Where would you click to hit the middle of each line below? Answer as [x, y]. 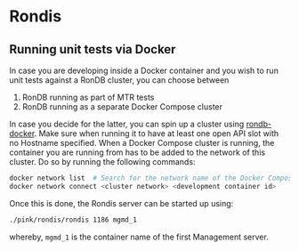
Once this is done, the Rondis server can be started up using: [121, 203]
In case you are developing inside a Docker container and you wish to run [144, 70]
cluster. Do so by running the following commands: [102, 162]
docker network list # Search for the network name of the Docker [137, 178]
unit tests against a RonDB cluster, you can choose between [119, 80]
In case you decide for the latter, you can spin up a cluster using [127, 124]
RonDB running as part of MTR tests [88, 97]
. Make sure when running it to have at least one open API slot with [156, 134]
